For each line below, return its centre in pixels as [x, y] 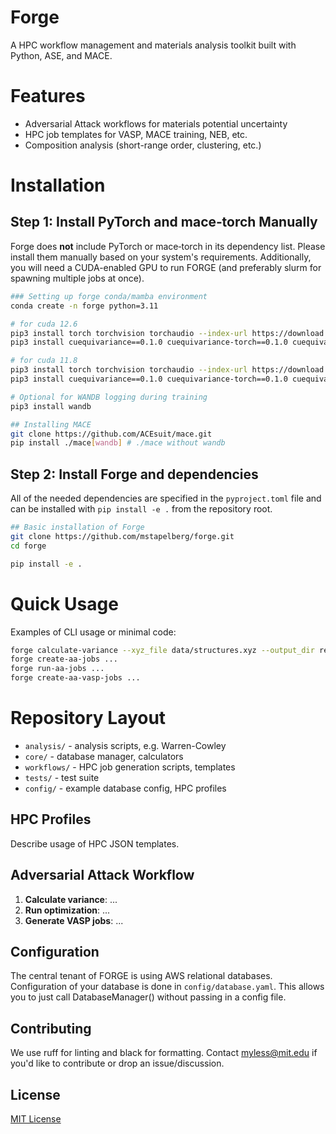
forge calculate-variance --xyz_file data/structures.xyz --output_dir [162, 650]
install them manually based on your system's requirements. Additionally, [161, 257]
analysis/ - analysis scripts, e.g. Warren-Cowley [125, 745]
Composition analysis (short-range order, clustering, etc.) [143, 145]
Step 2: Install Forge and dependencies [134, 474]
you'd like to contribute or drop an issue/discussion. [117, 1063]
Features [48, 96]
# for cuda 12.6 [44, 324]
